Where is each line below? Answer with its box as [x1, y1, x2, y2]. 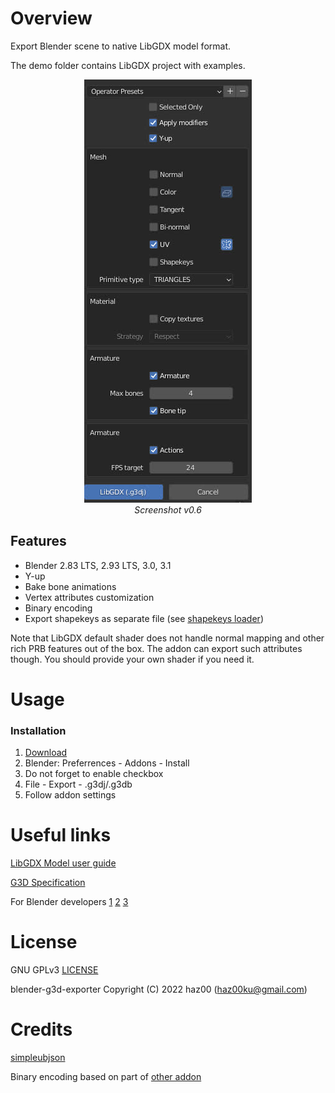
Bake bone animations [24, 580, 117, 592]
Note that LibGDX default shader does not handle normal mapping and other [10, 632, 325, 644]
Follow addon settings [24, 789, 117, 801]
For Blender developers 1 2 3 [10, 896, 129, 908]
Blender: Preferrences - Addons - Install [24, 757, 190, 769]
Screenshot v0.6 [134, 503, 202, 516]
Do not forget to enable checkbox [24, 768, 164, 780]
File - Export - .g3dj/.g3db [24, 778, 133, 791]
